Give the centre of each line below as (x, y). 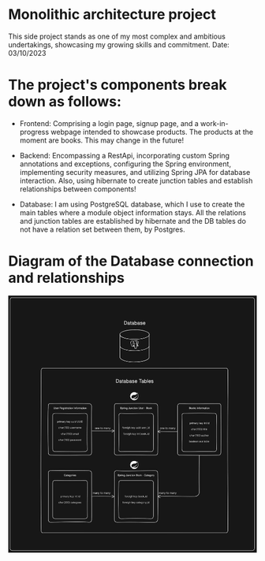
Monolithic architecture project (112, 15)
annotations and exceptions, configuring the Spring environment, (125, 164)
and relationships (66, 278)
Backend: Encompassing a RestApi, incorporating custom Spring (125, 155)
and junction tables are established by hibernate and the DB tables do (133, 221)
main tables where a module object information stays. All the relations (133, 212)
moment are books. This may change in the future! (102, 140)
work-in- (214, 123)
